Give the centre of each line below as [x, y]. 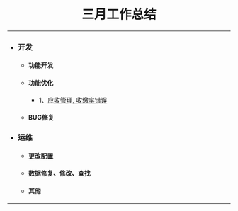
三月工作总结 [119, 15]
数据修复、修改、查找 [59, 173]
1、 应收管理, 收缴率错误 [73, 100]
